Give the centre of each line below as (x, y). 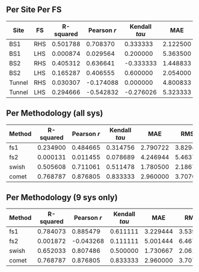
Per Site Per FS (34, 10)
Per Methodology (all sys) (55, 113)
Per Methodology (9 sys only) (62, 197)
